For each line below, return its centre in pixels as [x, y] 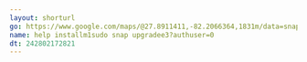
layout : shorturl [42, 18]
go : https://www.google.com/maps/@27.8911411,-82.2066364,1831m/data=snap [155, 26]
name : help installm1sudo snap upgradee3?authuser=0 [112, 35]
